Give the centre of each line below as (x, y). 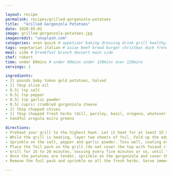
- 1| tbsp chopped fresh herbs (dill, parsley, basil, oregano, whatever (86, 114)
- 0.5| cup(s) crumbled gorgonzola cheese (51, 104)
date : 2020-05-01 (24, 29)
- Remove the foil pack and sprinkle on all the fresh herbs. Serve (80, 161)
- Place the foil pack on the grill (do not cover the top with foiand (83, 147)
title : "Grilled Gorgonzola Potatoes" (48, 24)
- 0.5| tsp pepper (25, 95)
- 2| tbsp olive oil (27, 85)
